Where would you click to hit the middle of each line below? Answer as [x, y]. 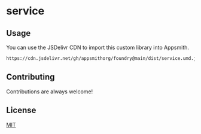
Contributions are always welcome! [50, 92]
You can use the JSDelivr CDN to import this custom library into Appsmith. [98, 47]
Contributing [31, 77]
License [21, 110]
